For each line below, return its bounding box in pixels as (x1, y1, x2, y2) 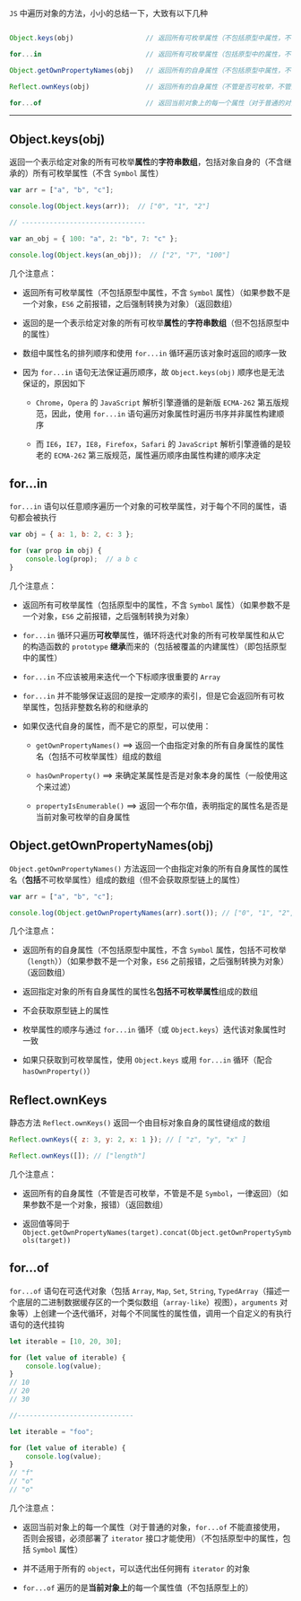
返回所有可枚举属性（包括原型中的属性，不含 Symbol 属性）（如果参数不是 (21, 599, 291, 610)
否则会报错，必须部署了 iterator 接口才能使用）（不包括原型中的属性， (21, 1533, 283, 1544)
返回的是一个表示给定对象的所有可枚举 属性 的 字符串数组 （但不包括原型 (21, 317, 282, 328)
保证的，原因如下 (21, 378, 86, 389)
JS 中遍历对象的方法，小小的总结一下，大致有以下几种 (9, 8, 209, 18)
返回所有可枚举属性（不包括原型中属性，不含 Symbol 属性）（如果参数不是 (21, 286, 291, 298)
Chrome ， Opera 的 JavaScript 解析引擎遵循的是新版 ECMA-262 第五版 (35, 397, 281, 407)
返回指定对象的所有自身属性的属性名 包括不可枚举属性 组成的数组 (21, 986, 258, 997)
